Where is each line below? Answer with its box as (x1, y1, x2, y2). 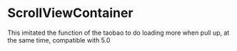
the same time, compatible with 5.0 (7, 35, 111, 44)
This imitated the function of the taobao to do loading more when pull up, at (7, 28, 230, 37)
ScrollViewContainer (7, 5, 133, 21)
